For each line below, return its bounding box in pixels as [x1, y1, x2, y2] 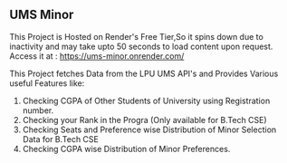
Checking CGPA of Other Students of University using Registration [22, 95, 271, 106]
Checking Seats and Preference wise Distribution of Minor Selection [22, 124, 277, 135]
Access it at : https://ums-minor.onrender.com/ [9, 50, 185, 62]
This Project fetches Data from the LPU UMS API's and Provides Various [9, 68, 279, 79]
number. [22, 104, 54, 116]
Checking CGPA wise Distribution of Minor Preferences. [22, 143, 231, 154]
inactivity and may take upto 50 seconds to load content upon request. [9, 41, 273, 52]
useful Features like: [9, 77, 85, 89]
